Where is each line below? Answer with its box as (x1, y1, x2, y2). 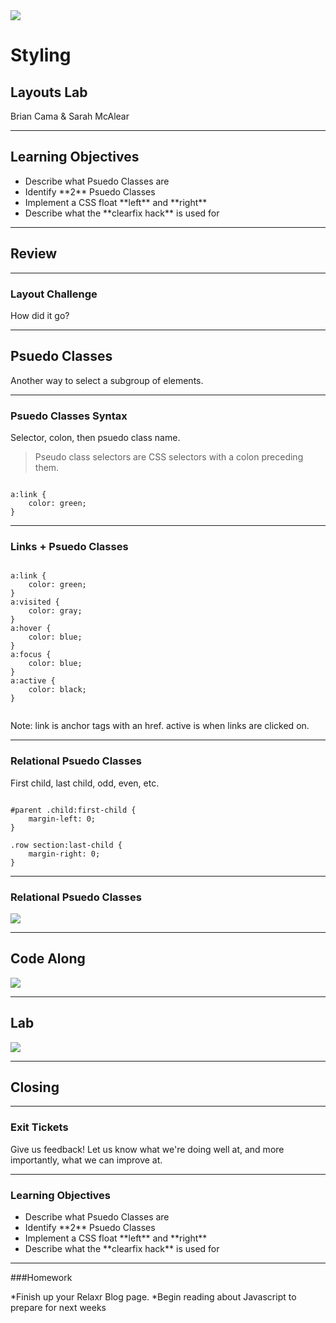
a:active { (10, 676, 56, 686)
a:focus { (10, 650, 52, 660)
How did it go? (10, 309, 70, 321)
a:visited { (10, 597, 60, 608)
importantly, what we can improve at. (10, 1154, 163, 1166)
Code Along (10, 950, 86, 968)
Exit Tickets (10, 1120, 69, 1134)
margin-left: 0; (28, 814, 97, 824)
